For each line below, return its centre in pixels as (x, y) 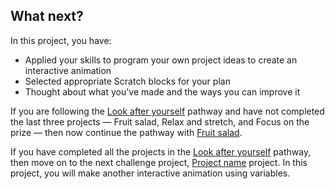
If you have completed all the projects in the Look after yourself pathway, (161, 151)
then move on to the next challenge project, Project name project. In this (159, 162)
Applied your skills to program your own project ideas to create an (161, 60)
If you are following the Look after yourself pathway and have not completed (167, 111)
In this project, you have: (61, 40)
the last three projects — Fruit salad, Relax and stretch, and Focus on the (160, 121)
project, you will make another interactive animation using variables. (150, 173)
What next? (47, 16)
